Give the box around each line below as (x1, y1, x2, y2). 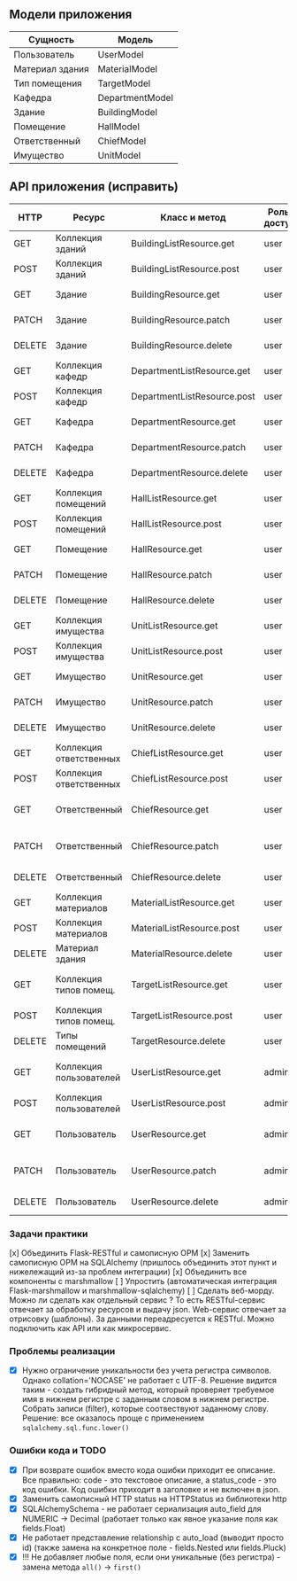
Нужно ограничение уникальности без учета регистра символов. (21, 1365, 272, 1376)
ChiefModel (97, 135, 147, 147)
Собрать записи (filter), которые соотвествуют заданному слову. (21, 1404, 270, 1414)
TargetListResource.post (131, 1009, 232, 1022)
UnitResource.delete (131, 721, 217, 734)
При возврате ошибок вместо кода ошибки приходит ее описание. (21, 1464, 276, 1475)
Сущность (27, 33, 75, 45)
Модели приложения (9, 7, 133, 22)
